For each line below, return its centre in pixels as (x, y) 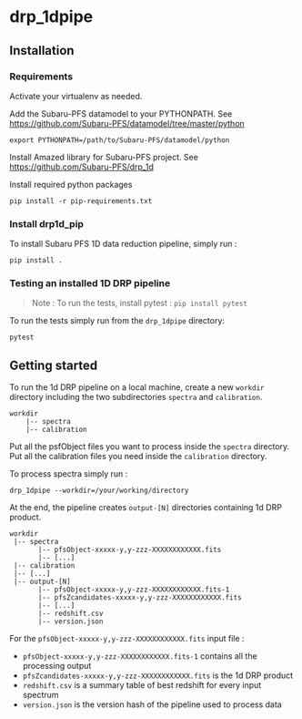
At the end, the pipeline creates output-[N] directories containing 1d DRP (146, 508)
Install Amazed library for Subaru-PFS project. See (104, 157)
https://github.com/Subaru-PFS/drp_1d (82, 167)
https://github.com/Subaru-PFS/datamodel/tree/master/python (127, 123)
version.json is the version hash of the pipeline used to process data (152, 704)
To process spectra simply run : (69, 474)
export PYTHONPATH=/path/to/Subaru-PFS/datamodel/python (120, 140)
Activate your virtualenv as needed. (76, 96)
